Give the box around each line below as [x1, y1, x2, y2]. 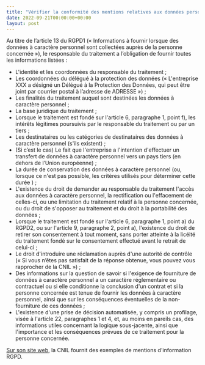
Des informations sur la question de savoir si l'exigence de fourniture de [15, 270, 196, 277]
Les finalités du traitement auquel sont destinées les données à [15, 94, 174, 101]
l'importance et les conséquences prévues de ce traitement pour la [15, 328, 184, 336]
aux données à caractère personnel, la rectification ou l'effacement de [15, 192, 192, 199]
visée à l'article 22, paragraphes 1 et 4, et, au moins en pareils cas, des [15, 315, 194, 323]
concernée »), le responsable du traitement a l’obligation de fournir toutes [6, 50, 192, 57]
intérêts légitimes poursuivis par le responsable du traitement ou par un [15, 120, 195, 128]
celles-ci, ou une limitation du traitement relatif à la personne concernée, [15, 198, 198, 205]
